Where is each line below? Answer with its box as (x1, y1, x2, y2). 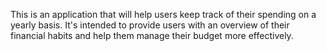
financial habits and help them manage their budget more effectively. (10, 30, 294, 41)
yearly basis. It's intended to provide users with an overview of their (10, 19, 290, 31)
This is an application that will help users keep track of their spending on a (10, 9, 317, 20)
